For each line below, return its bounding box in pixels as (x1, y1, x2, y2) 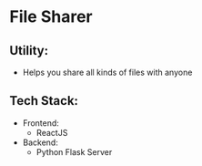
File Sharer (9, 6, 93, 27)
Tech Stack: (9, 93, 79, 109)
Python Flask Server (35, 146, 113, 157)
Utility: (9, 43, 48, 58)
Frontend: (22, 117, 59, 129)
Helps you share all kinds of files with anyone (22, 67, 193, 78)
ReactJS (35, 127, 68, 138)
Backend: (22, 137, 59, 148)
